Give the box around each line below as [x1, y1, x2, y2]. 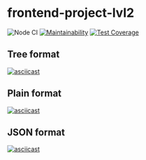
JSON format [7, 126, 65, 138]
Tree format [7, 48, 60, 60]
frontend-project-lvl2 [7, 5, 135, 21]
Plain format [7, 88, 61, 100]
